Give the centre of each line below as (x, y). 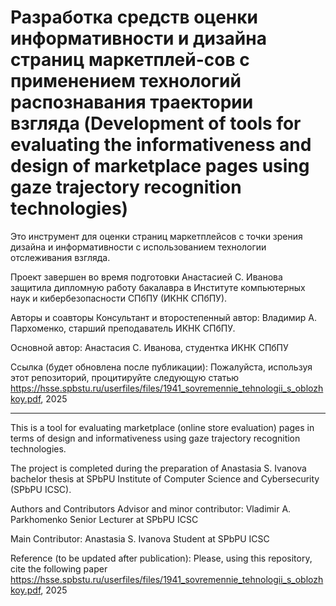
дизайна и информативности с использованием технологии (138, 247)
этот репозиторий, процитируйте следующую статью (125, 377)
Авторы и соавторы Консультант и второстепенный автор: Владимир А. (164, 317)
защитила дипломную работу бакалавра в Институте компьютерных (158, 287)
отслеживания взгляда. (60, 257)
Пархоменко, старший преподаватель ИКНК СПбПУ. (123, 328)
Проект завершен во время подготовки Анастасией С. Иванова (146, 277)
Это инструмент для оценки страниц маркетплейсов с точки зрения (156, 236)
